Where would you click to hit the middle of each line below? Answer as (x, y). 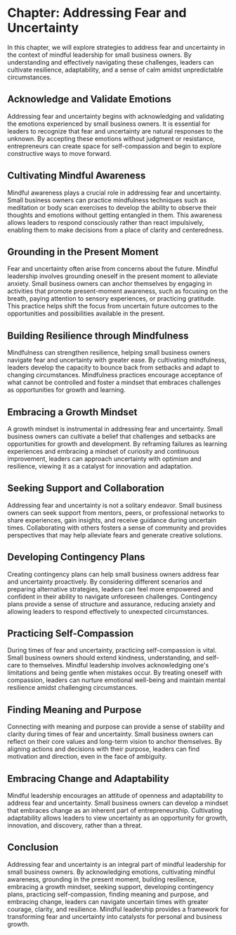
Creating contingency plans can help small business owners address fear (113, 574)
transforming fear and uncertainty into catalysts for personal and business (115, 916)
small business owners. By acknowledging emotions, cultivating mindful (111, 872)
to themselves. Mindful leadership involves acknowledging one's (116, 665)
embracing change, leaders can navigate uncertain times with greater (108, 901)
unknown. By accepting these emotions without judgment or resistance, (111, 138)
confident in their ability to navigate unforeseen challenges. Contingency (112, 596)
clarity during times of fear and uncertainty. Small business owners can (111, 734)
